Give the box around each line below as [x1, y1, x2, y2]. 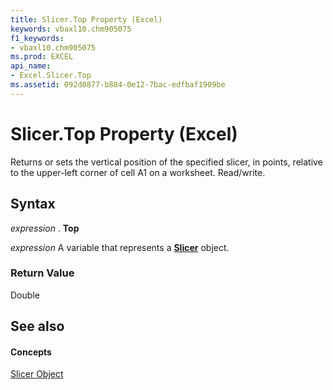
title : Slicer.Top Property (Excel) [10, 14, 163, 25]
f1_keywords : [10, 33, 65, 43]
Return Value [10, 266, 75, 280]
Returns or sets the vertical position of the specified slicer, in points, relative [10, 156, 323, 168]
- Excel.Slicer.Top [10, 71, 92, 81]
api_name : [10, 61, 52, 71]
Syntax [10, 196, 56, 213]
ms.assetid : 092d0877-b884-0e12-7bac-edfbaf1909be [10, 80, 226, 90]
